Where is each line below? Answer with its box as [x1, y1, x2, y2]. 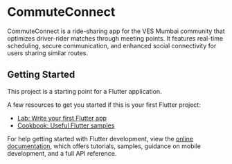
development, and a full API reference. [7, 149, 117, 157]
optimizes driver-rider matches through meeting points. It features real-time [7, 34, 224, 42]
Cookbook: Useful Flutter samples [17, 121, 115, 130]
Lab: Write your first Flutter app [17, 114, 107, 122]
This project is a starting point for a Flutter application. [7, 87, 162, 95]
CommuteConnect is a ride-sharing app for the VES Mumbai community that [7, 27, 225, 35]
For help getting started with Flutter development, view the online [7, 134, 194, 143]
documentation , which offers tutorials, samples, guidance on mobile [7, 142, 201, 150]
